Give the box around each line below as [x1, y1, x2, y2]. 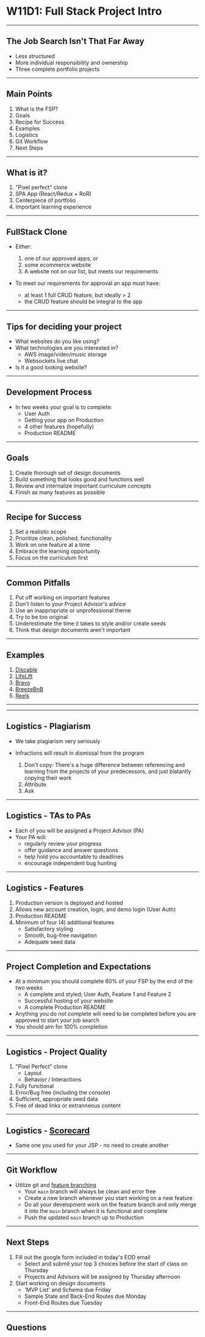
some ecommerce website [24, 261, 92, 269]
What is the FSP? [15, 105, 59, 113]
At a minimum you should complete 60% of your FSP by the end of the [15, 977, 193, 985]
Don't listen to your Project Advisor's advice [15, 601, 126, 608]
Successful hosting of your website [24, 997, 113, 1004]
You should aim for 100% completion [15, 1023, 108, 1031]
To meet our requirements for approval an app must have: [15, 280, 160, 287]
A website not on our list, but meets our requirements [24, 268, 159, 275]
